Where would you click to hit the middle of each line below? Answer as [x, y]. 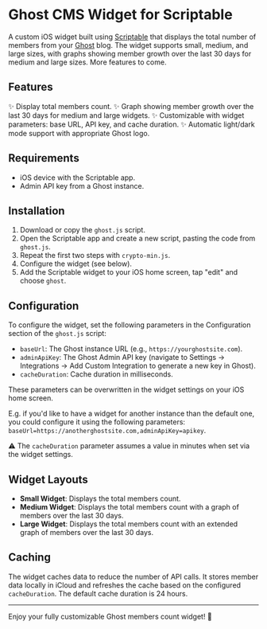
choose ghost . [43, 281]
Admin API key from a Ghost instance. [82, 186]
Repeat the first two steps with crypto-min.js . [95, 256]
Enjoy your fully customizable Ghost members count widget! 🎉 [110, 616]
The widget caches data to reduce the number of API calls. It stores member [133, 576]
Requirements [44, 158]
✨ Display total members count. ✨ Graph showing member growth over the [131, 106]
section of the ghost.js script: [58, 334]
